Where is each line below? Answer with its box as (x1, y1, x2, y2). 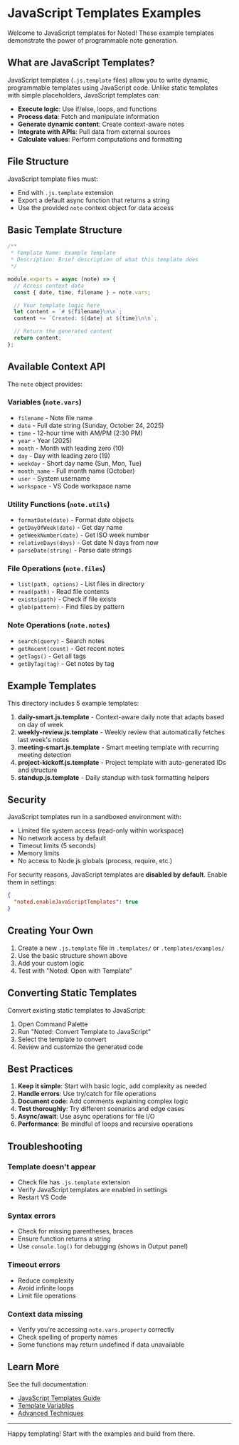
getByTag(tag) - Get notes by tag (17, 659, 115, 667)
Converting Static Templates (7, 987, 137, 999)
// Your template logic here (14, 301, 100, 309)
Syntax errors (7, 1211, 56, 1221)
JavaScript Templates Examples (7, 5, 201, 21)
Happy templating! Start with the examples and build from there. (7, 1429, 196, 1438)
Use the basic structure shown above (17, 951, 128, 959)
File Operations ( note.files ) (7, 564, 106, 574)
